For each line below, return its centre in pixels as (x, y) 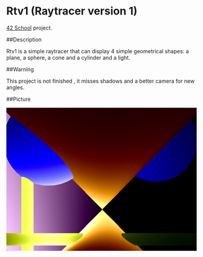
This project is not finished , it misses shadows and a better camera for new (101, 81)
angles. (15, 87)
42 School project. (29, 28)
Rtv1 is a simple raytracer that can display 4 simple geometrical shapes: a (98, 51)
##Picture (19, 99)
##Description (24, 39)
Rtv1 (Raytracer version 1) (72, 11)
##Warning (20, 69)
